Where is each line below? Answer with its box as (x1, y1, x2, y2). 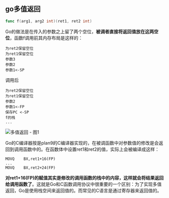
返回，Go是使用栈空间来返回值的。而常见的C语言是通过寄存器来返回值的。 (5, 187, 162, 193)
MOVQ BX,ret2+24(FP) (5, 165, 56, 170)
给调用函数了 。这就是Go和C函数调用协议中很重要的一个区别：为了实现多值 (5, 181, 162, 187)
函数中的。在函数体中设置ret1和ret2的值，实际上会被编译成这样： (22, 146, 159, 152)
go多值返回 (5, 5, 41, 14)
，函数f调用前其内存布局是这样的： (10, 35, 83, 41)
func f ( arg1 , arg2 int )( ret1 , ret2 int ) (5, 18, 93, 24)
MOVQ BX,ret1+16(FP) (5, 156, 56, 161)
